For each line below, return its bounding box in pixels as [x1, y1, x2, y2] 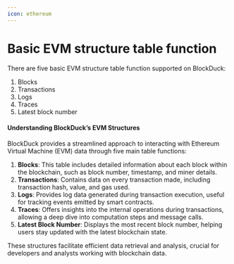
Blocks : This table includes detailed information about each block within [17, 160, 228, 169]
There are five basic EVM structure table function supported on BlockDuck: [7, 64, 226, 73]
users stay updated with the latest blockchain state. [17, 227, 168, 236]
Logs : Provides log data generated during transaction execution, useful [17, 190, 225, 199]
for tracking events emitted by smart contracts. [17, 198, 154, 206]
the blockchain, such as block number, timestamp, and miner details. [17, 168, 217, 176]
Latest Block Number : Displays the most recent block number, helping [17, 220, 223, 229]
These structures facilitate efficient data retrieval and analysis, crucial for [7, 241, 220, 250]
